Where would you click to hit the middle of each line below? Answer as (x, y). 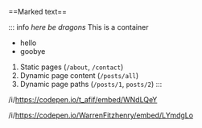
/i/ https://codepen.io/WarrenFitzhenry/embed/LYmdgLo (101, 115)
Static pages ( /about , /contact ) (72, 67)
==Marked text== (37, 12)
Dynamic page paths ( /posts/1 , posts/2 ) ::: (91, 84)
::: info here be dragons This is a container (78, 27)
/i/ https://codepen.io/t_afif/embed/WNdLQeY (83, 99)
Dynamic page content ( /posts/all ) (79, 75)
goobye (33, 51)
